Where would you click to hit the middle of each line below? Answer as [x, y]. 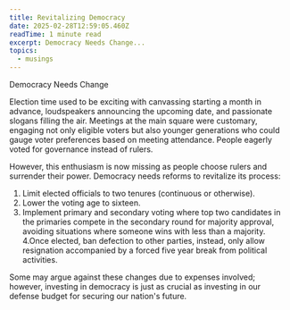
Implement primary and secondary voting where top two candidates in [151, 212]
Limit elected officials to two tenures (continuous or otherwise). [139, 193]
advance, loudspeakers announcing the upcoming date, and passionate [141, 111]
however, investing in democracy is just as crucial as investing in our [135, 286]
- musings [35, 59]
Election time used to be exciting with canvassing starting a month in [135, 102]
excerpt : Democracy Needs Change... [77, 42]
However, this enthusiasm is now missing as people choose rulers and [138, 167]
